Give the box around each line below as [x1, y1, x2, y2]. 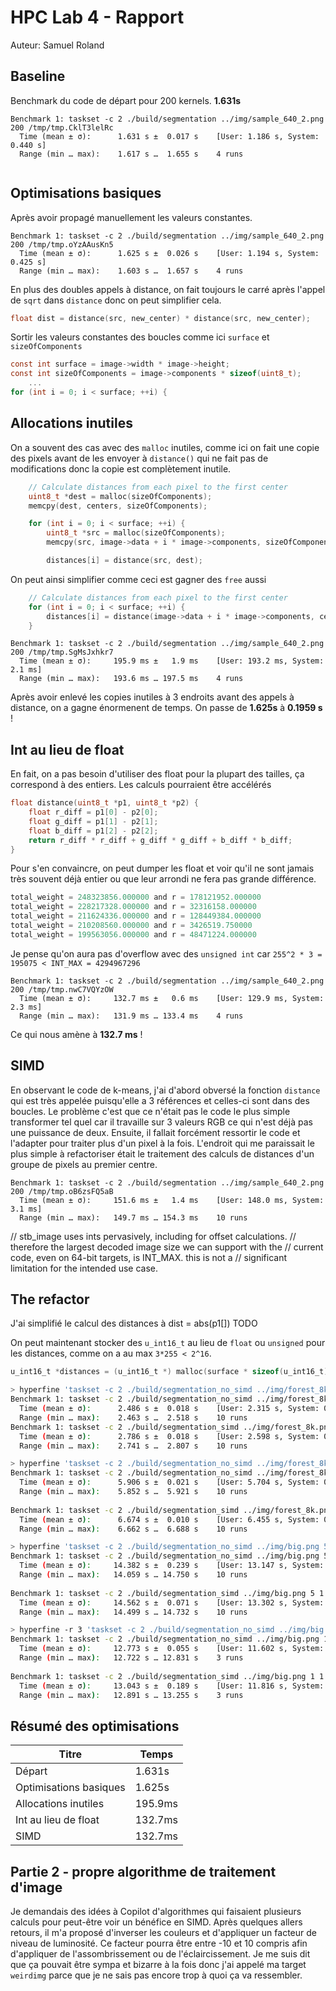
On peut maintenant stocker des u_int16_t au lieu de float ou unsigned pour [10, 1337, 326, 1349]
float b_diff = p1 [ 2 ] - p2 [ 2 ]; [28, 826, 159, 836]
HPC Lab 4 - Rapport [10, 6, 185, 29]
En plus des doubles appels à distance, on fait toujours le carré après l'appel [10, 283, 326, 295]
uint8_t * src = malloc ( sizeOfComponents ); [46, 528, 226, 538]
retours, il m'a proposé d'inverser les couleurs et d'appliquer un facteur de [10, 1927, 317, 1939]
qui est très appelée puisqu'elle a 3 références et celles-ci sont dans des [10, 1094, 310, 1106]
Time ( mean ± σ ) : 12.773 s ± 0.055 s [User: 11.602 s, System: [19, 1644, 325, 1654]
